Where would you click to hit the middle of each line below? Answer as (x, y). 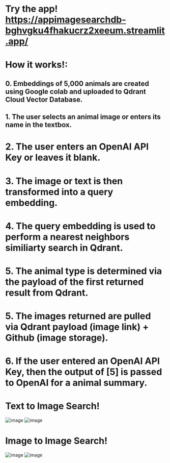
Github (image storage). (57, 338)
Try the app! (32, 9)
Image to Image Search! (56, 441)
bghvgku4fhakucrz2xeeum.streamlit (85, 31)
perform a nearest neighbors (67, 237)
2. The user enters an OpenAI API (77, 147)
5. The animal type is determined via (83, 271)
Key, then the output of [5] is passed (84, 372)
